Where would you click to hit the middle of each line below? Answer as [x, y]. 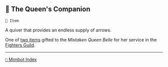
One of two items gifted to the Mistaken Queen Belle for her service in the [81, 39]
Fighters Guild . [20, 45]
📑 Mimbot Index [21, 59]
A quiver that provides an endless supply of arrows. [58, 30]
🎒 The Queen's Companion [48, 9]
